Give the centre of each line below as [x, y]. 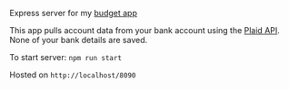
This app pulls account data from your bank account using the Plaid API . [144, 30]
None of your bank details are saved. [79, 40]
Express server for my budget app [74, 13]
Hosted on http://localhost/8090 [73, 75]
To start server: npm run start [66, 57]
